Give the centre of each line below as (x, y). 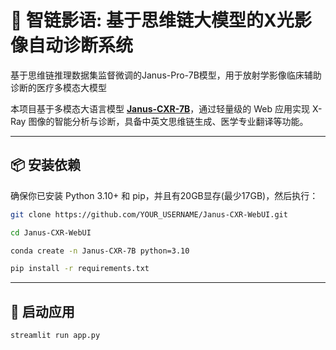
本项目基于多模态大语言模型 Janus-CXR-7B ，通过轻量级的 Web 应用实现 (160, 108)
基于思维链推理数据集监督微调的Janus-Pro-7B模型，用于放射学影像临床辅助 (166, 75)
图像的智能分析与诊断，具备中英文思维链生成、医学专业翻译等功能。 (168, 121)
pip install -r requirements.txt (80, 269)
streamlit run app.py (55, 336)
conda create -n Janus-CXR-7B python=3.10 (100, 251)
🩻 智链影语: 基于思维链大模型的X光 (152, 20)
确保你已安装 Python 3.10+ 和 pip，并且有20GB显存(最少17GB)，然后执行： (164, 195)
